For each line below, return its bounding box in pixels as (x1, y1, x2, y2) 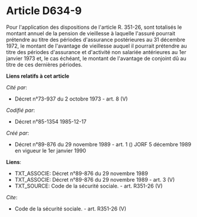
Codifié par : (6, 106, 35, 113)
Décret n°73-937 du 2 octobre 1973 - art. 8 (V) (14, 95, 128, 102)
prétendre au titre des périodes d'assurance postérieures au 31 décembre (6, 36, 186, 43)
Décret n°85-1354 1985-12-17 (14, 118, 87, 125)
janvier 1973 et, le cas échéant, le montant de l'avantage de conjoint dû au (6, 55, 187, 62)
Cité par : (6, 84, 28, 91)
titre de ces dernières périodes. (6, 61, 83, 68)
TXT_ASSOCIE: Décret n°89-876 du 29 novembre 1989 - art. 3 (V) (14, 176, 175, 183)
